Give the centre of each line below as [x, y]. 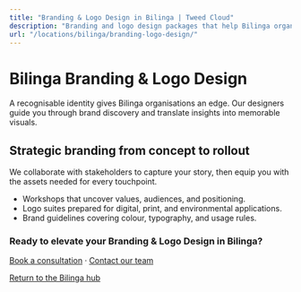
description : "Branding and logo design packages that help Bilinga [140, 26]
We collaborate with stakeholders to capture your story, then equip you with [149, 172]
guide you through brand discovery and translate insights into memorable [145, 113]
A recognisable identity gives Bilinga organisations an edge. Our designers [147, 103]
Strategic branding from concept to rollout [129, 150]
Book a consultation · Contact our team [82, 261]
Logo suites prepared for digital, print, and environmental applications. [152, 209]
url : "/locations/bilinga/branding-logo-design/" [104, 34]
